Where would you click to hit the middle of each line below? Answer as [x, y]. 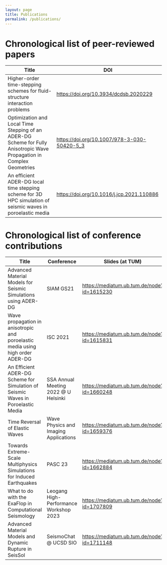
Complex [18, 161]
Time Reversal [24, 422]
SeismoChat [61, 537]
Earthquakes [22, 483]
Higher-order [24, 79]
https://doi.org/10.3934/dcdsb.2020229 [104, 94]
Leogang [57, 491]
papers [20, 54]
